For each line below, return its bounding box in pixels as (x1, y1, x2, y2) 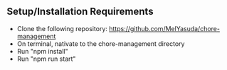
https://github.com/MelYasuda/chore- (108, 24, 220, 33)
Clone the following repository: (16, 24, 108, 33)
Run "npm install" (16, 47, 68, 55)
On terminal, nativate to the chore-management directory (16, 39, 185, 48)
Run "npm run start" (16, 54, 76, 63)
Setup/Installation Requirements (6, 6, 154, 18)
